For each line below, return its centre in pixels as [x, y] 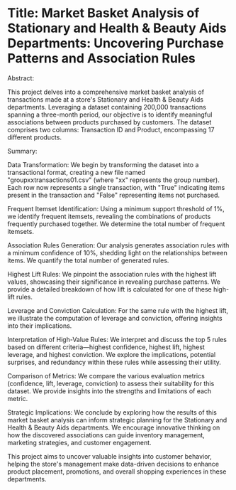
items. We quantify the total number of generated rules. [88, 260]
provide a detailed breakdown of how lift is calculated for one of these [109, 289]
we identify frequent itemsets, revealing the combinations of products [109, 216]
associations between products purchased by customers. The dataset [109, 122]
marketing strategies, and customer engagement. [79, 442]
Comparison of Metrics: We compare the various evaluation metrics [106, 376]
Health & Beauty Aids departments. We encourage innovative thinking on [114, 427]
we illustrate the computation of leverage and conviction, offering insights [115, 318]
